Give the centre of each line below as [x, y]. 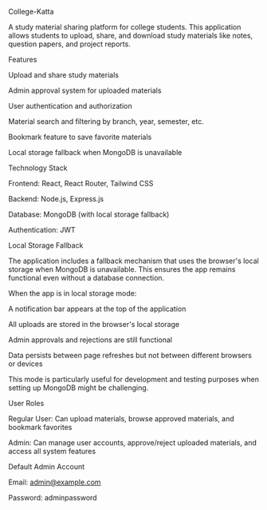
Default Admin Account [47, 466]
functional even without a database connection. [86, 278]
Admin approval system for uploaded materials [85, 90]
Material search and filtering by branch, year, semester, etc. [106, 122]
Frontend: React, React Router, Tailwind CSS [81, 183]
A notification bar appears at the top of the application [97, 309]
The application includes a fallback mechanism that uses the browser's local [133, 261]
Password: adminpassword [53, 498]
